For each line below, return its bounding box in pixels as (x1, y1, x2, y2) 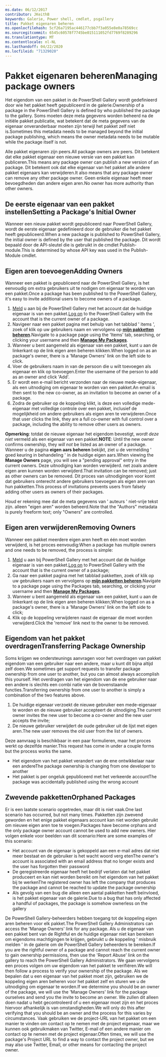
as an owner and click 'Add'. (12, 374, 70, 380)
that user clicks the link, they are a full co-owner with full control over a (12, 416, 157, 422)
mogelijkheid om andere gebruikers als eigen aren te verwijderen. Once (12, 411, 157, 417)
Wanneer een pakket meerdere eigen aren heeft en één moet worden (5, 536, 146, 542)
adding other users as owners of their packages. (5, 489, 104, 495)
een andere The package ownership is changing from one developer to (12, 763, 156, 769)
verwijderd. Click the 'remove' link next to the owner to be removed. (12, 620, 149, 626)
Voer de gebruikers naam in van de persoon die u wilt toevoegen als (12, 363, 152, 369)
